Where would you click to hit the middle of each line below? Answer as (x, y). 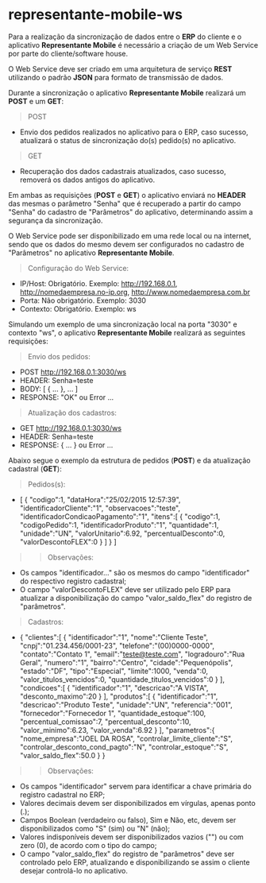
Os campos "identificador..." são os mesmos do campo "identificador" (135, 572)
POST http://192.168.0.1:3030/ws (73, 372)
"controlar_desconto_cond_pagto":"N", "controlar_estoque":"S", (124, 747)
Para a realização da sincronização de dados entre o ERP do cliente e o (125, 37)
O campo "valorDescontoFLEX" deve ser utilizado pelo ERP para (125, 589)
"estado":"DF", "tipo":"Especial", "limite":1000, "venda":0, (114, 671)
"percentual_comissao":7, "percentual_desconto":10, (105, 722)
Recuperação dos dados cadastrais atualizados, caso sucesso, (123, 171)
